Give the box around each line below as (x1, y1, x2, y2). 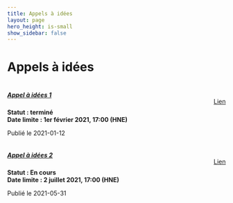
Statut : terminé (7, 108, 53, 116)
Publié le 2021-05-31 (7, 189, 67, 197)
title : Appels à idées (7, 10, 73, 17)
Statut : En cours (7, 168, 57, 177)
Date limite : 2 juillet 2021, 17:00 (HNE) (7, 176, 119, 184)
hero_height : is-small (7, 23, 73, 30)
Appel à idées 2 (7, 150, 53, 159)
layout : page (7, 17, 45, 24)
